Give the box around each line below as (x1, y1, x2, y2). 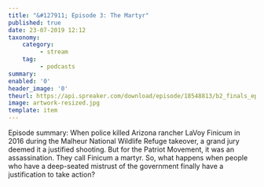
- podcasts (39, 63, 76, 71)
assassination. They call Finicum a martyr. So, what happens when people (8, 153, 248, 162)
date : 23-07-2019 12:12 (8, 26, 86, 34)
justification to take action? (8, 170, 96, 179)
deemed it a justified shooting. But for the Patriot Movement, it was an (8, 145, 234, 154)
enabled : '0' (8, 77, 51, 85)
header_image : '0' (8, 84, 68, 93)
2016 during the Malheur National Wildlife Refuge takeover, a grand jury (8, 137, 240, 145)
